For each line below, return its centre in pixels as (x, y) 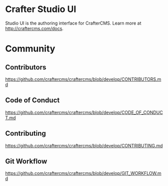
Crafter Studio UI (41, 9)
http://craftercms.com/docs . (34, 28)
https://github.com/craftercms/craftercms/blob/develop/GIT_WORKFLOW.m (83, 173)
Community (30, 49)
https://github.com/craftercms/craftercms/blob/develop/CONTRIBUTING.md (84, 145)
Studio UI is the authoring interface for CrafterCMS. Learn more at (73, 23)
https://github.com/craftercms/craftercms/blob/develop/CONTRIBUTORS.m (83, 79)
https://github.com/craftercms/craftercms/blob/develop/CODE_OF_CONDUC (84, 112)
